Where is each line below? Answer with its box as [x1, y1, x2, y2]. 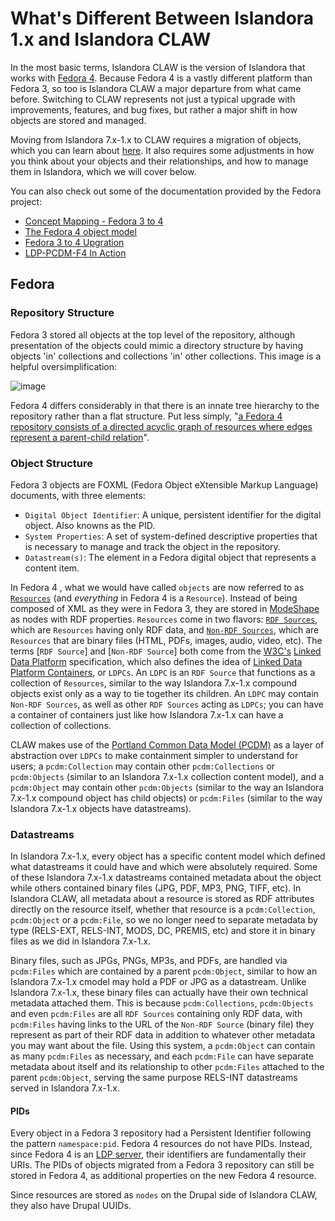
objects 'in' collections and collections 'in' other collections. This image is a [10, 350, 322, 362]
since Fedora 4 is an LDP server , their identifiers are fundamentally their [10, 1148, 307, 1161]
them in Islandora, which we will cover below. [10, 165, 197, 177]
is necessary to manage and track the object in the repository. [24, 540, 281, 552]
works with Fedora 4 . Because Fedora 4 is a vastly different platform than [10, 72, 313, 84]
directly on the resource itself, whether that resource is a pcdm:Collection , [10, 903, 316, 916]
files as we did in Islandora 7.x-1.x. [10, 935, 152, 947]
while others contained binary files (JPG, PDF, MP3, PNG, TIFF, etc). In [10, 882, 302, 894]
